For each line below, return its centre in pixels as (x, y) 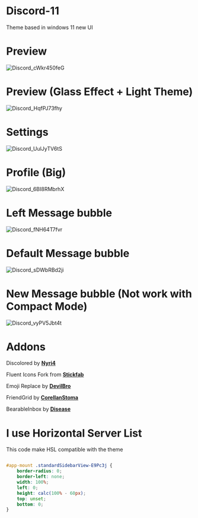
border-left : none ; (41, 477)
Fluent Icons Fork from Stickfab (45, 374)
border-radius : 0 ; (39, 471)
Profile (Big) (36, 172)
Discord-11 (33, 11)
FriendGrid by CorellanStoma (42, 398)
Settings (27, 132)
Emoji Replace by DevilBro (39, 386)
